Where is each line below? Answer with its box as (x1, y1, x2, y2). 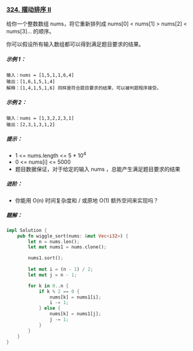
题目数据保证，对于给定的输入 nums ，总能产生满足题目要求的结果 (15, 165, 180, 173)
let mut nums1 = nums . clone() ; (28, 244, 107, 250)
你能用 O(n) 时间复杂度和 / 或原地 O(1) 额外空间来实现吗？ (15, 196, 159, 204)
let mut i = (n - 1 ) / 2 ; (28, 266, 94, 272)
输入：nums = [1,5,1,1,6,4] (6, 72, 74, 79)
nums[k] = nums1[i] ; (49, 294, 102, 300)
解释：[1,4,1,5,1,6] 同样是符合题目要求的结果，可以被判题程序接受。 (6, 85, 162, 91)
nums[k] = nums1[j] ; (49, 311, 102, 317)
